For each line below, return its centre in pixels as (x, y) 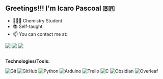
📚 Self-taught (28, 26)
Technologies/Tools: (28, 61)
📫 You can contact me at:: (40, 34)
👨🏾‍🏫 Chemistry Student (37, 20)
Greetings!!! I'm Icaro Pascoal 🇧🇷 (60, 8)
